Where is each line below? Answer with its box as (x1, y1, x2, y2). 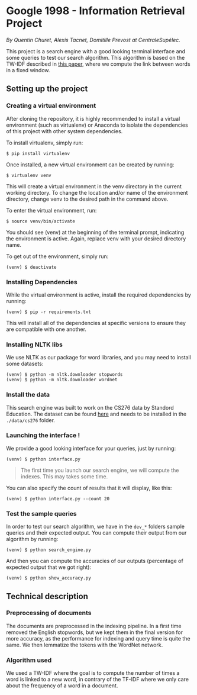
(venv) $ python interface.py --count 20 (6, 495, 110, 501)
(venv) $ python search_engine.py (6, 547, 92, 553)
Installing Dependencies (6, 278, 78, 286)
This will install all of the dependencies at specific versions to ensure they (6, 319, 186, 326)
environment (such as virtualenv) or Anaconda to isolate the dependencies (6, 121, 188, 128)
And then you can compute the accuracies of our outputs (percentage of (6, 558, 183, 565)
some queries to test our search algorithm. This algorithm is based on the (6, 54, 185, 61)
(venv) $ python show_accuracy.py (6, 575, 92, 581)
